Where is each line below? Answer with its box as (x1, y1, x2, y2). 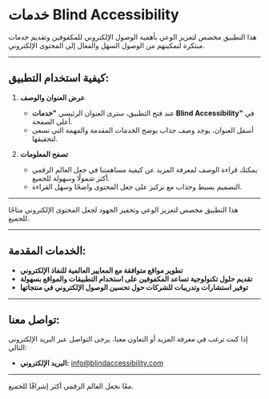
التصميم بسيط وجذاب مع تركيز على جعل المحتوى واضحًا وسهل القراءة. (31, 182, 243, 191)
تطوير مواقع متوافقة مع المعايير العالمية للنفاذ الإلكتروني (19, 265, 183, 275)
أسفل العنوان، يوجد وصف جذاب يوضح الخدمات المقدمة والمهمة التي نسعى (31, 125, 254, 135)
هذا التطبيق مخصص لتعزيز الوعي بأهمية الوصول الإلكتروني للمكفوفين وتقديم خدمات (8, 32, 257, 42)
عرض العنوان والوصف (19, 92, 86, 102)
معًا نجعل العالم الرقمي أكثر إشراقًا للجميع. (8, 381, 134, 391)
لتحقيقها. (31, 134, 58, 143)
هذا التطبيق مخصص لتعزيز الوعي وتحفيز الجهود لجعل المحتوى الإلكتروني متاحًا (8, 204, 239, 214)
